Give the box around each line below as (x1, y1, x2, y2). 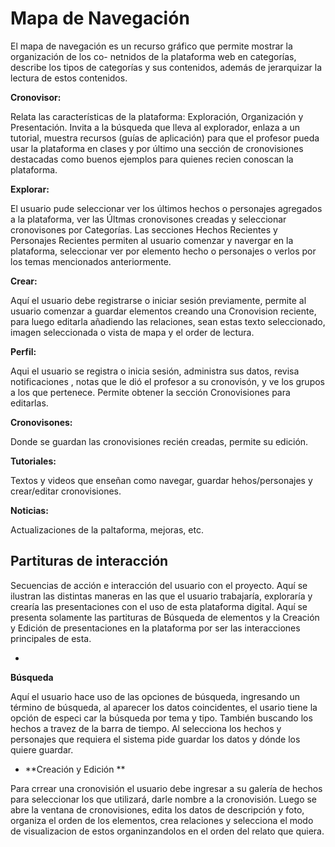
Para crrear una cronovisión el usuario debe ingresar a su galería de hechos (10, 782, 323, 794)
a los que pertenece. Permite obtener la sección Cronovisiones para (10, 386, 291, 398)
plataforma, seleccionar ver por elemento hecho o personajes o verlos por (10, 245, 317, 257)
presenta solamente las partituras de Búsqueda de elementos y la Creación (10, 611, 320, 623)
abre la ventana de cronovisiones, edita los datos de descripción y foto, (10, 803, 305, 816)
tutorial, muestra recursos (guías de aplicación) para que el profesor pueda (10, 132, 320, 144)
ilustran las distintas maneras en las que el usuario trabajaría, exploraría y (10, 590, 313, 602)
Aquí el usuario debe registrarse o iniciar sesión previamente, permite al (10, 294, 307, 306)
